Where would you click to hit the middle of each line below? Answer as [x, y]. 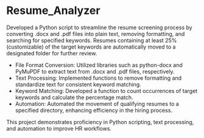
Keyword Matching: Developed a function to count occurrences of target [106, 91]
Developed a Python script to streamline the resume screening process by [100, 27]
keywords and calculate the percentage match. [74, 97]
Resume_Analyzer [53, 11]
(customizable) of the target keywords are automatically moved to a [91, 47]
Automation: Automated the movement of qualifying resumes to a [97, 103]
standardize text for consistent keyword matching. [78, 84]
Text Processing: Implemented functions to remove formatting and [98, 78]
